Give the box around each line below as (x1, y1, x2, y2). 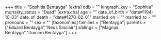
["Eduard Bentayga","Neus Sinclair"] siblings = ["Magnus (5, 25, 119, 30)
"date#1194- (129, 9, 154, 15)
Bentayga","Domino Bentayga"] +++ (5, 30, 77, 35)
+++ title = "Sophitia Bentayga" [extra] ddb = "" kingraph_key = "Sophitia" (5, 4, 154, 10)
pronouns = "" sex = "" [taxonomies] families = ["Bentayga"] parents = (5, 19, 146, 25)
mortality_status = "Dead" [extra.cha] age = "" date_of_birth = (5, 9, 129, 15)
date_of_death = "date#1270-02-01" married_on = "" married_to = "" (19, 14, 156, 20)
